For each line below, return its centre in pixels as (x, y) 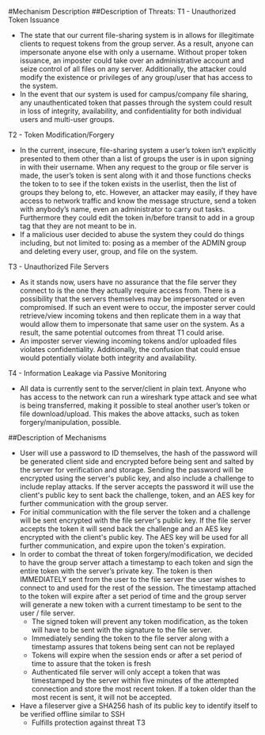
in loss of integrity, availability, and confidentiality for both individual (131, 111)
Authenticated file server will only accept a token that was (126, 672)
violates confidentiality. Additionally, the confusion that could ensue (130, 349)
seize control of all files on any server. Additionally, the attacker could (133, 69)
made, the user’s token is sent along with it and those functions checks (135, 175)
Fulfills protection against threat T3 (89, 722)
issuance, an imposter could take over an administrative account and (132, 60)
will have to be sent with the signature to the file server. (121, 630)
